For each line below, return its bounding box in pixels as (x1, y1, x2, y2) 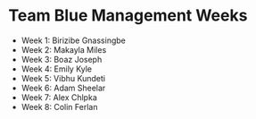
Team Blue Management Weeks (8, 5, 248, 26)
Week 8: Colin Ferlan (21, 101, 98, 112)
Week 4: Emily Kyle (21, 64, 93, 74)
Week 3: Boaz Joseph (21, 54, 103, 64)
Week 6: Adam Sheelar (21, 82, 106, 93)
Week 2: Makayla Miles (21, 44, 107, 55)
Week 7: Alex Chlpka (21, 91, 97, 103)
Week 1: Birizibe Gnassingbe (21, 35, 126, 46)
